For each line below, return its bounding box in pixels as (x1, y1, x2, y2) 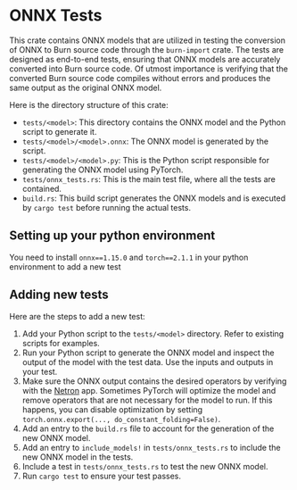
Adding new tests (9, 287, 109, 303)
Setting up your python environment (9, 228, 216, 244)
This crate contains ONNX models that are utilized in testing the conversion (9, 35, 285, 46)
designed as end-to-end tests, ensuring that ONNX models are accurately (9, 54, 281, 64)
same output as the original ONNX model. (9, 82, 162, 93)
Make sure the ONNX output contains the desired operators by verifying (21, 376, 287, 386)
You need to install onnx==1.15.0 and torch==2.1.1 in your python (9, 252, 249, 262)
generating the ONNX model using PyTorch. (21, 164, 184, 175)
